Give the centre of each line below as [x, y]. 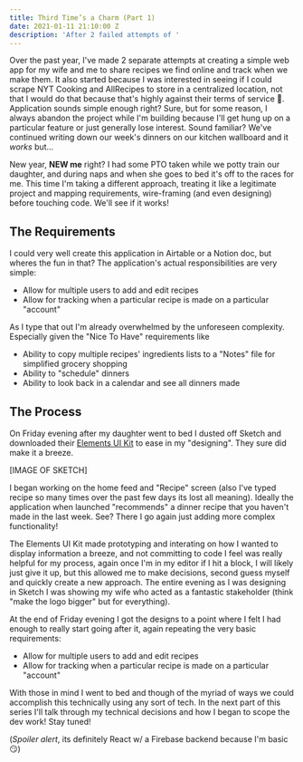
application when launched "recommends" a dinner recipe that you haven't [149, 507]
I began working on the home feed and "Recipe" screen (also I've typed [143, 487]
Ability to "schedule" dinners [76, 373]
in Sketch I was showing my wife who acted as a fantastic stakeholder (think [151, 592]
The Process [46, 412]
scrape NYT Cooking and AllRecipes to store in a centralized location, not [146, 89]
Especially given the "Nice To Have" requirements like [109, 337]
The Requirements [62, 231]
